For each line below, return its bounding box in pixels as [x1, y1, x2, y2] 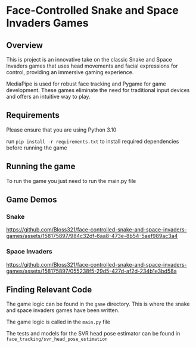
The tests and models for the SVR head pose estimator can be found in [6, 330, 181, 337]
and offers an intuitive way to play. [6, 93, 91, 100]
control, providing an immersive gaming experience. [6, 69, 134, 75]
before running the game [6, 144, 67, 151]
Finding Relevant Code [6, 285, 92, 295]
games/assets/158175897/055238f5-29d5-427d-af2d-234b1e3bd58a [6, 267, 177, 274]
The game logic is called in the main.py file [6, 318, 110, 326]
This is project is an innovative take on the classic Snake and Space [6, 56, 172, 63]
